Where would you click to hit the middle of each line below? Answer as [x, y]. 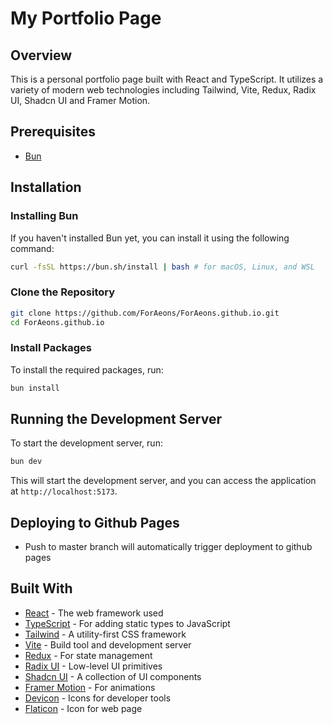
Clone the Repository [63, 292]
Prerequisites [53, 132]
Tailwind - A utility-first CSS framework [105, 634]
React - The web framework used [94, 613]
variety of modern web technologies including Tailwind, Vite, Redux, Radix [163, 90]
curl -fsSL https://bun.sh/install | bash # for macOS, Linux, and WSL [162, 267]
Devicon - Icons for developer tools [98, 698]
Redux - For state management [88, 655]
